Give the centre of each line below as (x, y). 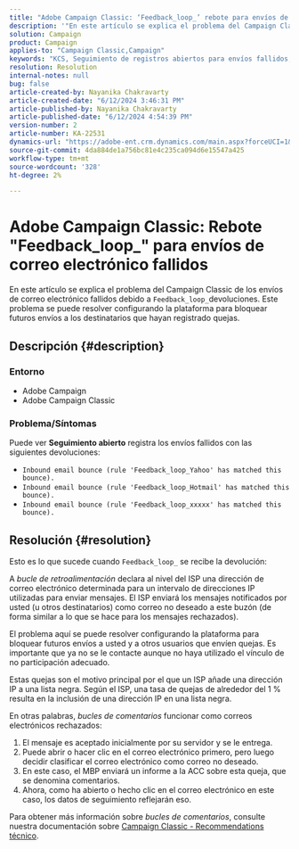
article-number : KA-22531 (57, 134)
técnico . (24, 836)
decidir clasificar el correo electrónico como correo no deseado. (140, 761)
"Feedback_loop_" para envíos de (137, 246)
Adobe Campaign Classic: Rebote (136, 227)
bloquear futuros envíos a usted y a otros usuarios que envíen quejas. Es (143, 643)
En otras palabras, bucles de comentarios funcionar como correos (131, 715)
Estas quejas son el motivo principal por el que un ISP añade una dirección (146, 680)
